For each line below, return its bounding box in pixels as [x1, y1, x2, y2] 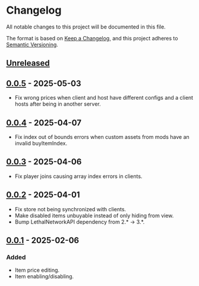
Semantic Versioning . [6, 41, 58, 48]
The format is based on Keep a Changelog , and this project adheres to [6, 34, 178, 42]
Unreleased [6, 58, 50, 68]
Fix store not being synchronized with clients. [14, 205, 127, 212]
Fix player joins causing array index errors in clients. [14, 173, 143, 180]
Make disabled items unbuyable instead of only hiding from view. [14, 212, 174, 219]
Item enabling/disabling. [14, 273, 74, 280]
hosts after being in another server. [14, 100, 101, 107]
